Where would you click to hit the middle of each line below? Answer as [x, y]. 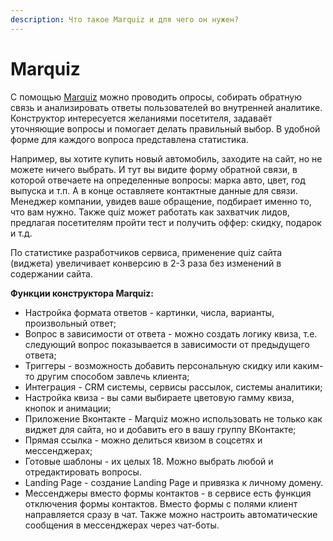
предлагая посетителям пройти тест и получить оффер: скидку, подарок [166, 222]
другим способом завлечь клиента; [113, 376]
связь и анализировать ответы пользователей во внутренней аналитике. [166, 107]
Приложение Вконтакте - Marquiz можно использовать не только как [173, 418]
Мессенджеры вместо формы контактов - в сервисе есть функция [168, 493]
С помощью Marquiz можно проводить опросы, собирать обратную [156, 97]
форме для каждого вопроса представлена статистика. [129, 139]
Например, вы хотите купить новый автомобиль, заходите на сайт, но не [166, 158]
